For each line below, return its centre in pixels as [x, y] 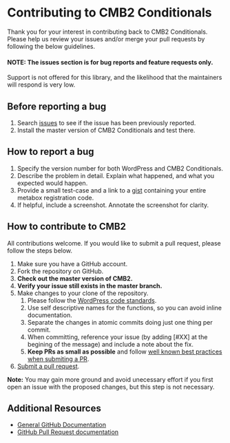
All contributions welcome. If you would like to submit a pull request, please [114, 243]
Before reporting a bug [57, 106]
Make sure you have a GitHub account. [72, 263]
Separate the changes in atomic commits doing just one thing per [120, 322]
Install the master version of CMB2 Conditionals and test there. [106, 130]
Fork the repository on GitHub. [60, 271]
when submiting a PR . [58, 358]
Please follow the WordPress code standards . [92, 300]
